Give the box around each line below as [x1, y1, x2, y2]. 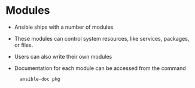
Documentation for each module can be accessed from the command [14, 64, 186, 72]
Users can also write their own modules [14, 53, 112, 60]
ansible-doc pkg [20, 76, 60, 82]
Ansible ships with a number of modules [14, 23, 114, 31]
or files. [14, 41, 33, 48]
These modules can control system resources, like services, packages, [14, 35, 190, 42]
